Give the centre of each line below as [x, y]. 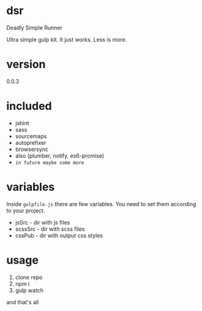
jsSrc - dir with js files [43, 222]
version [26, 64]
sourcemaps [31, 136]
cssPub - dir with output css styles [59, 235]
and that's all [23, 302]
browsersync [32, 149]
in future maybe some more [50, 163]
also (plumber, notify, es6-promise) [60, 155]
